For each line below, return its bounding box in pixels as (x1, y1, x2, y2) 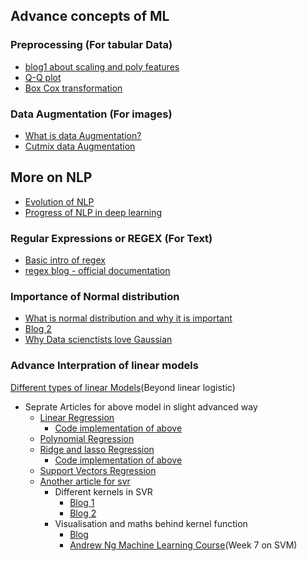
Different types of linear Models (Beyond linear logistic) (10, 381, 236, 393)
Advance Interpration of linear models (10, 359, 199, 373)
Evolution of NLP (24, 195, 95, 208)
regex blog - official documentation (24, 265, 171, 277)
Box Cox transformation (24, 82, 123, 94)
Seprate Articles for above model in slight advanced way (24, 400, 258, 413)
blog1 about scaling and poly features (24, 60, 180, 73)
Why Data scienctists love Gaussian (24, 334, 173, 346)
